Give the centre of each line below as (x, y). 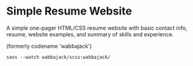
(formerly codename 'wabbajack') (49, 46)
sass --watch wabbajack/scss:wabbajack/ (59, 57)
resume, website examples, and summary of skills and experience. (90, 34)
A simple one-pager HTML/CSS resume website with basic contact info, (97, 28)
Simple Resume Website (69, 11)
